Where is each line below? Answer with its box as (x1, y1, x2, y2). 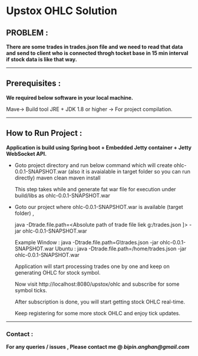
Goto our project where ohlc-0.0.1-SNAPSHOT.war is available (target (14, 203, 184, 210)
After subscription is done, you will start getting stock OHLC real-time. (14, 298, 186, 305)
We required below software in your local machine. (6, 94, 134, 101)
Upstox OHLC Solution (6, 4, 118, 18)
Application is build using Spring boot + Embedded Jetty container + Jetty (6, 143, 192, 151)
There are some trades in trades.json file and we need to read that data (6, 43, 183, 50)
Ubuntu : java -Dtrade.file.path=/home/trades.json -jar (55, 245, 187, 252)
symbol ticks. (14, 286, 47, 293)
